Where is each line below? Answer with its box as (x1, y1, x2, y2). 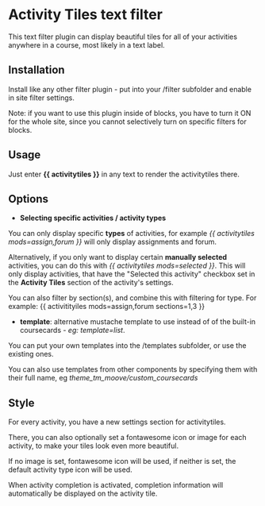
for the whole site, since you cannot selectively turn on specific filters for (8, 117, 248, 126)
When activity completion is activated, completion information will (8, 481, 224, 490)
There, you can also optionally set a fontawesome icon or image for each (8, 433, 248, 442)
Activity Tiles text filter (8, 6, 163, 24)
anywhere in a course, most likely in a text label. (8, 40, 165, 49)
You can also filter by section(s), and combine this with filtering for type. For (8, 293, 257, 303)
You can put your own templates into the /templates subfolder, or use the (8, 341, 247, 350)
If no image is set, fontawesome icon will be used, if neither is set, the (8, 457, 236, 466)
